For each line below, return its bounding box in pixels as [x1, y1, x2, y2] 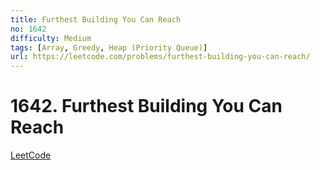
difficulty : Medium [10, 33, 92, 43]
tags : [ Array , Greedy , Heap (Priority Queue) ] [10, 42, 208, 53]
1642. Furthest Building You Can [10, 95, 283, 118]
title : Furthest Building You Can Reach [10, 14, 182, 25]
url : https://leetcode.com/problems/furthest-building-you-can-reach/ [10, 52, 311, 62]
